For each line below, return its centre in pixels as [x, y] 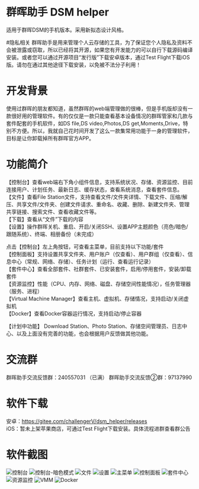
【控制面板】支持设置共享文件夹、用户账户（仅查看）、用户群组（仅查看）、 [97, 254]
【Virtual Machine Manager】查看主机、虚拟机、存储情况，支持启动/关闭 [95, 298]
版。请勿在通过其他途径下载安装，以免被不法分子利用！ [73, 64]
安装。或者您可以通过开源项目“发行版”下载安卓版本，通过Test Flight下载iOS [98, 57]
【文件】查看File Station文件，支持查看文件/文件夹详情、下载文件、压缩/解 [97, 197]
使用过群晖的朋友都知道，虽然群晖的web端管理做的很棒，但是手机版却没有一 [99, 108]
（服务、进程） [24, 291]
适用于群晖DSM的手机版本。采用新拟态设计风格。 [67, 30]
